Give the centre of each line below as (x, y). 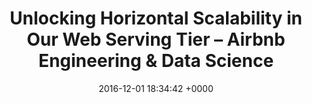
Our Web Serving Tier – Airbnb (156, 39)
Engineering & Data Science (156, 61)
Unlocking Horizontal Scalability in (156, 18)
